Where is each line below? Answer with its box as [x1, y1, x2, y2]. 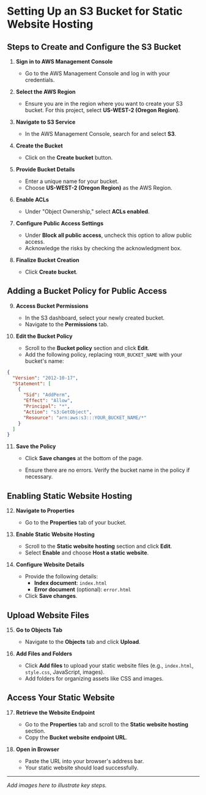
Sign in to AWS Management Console [15, 58, 113, 65]
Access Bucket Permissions [15, 302, 89, 310]
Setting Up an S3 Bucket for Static [7, 4, 183, 18]
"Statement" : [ [12, 381, 51, 387]
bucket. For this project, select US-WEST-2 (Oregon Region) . [24, 106, 180, 114]
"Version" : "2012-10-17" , [12, 375, 79, 381]
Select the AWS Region [15, 88, 76, 95]
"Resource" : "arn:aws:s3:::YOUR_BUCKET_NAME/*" [23, 414, 147, 420]
